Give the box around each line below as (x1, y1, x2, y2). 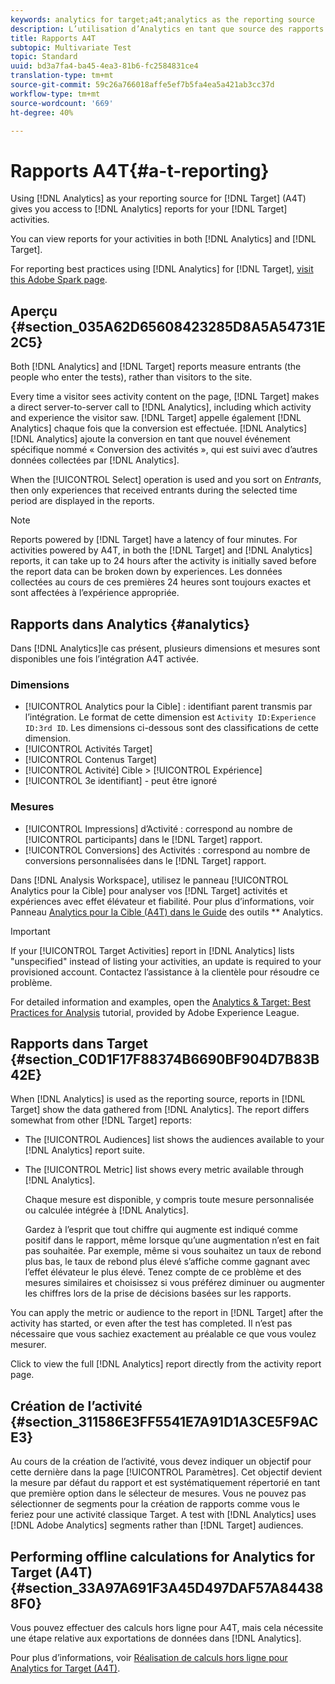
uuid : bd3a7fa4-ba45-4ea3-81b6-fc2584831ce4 (10, 61, 199, 71)
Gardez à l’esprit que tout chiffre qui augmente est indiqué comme (24, 1224, 298, 1236)
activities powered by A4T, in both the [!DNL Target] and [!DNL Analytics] (10, 544, 313, 556)
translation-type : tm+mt (10, 71, 114, 81)
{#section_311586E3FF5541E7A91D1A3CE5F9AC (10, 1413, 319, 1430)
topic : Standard (10, 52, 78, 62)
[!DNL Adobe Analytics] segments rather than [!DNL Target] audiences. (10, 1519, 304, 1531)
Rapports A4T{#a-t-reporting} (10, 159, 270, 182)
